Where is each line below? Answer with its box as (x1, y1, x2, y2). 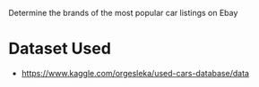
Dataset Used (8, 39, 111, 59)
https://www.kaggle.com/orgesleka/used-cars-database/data (21, 67, 250, 78)
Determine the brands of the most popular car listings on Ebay (8, 8, 238, 18)
